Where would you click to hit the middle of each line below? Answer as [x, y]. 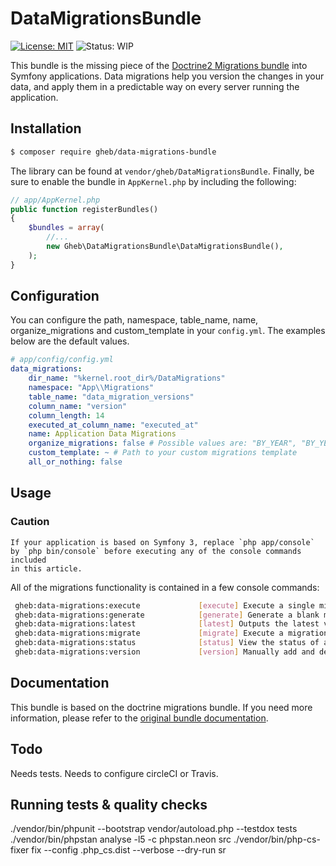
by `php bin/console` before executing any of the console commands [156, 551]
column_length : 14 [66, 415]
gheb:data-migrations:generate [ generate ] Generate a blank [167, 615]
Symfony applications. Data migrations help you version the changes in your [167, 76]
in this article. [46, 568]
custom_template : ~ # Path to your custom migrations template [163, 453]
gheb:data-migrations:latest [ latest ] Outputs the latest [167, 624]
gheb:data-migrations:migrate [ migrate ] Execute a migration [171, 633]
